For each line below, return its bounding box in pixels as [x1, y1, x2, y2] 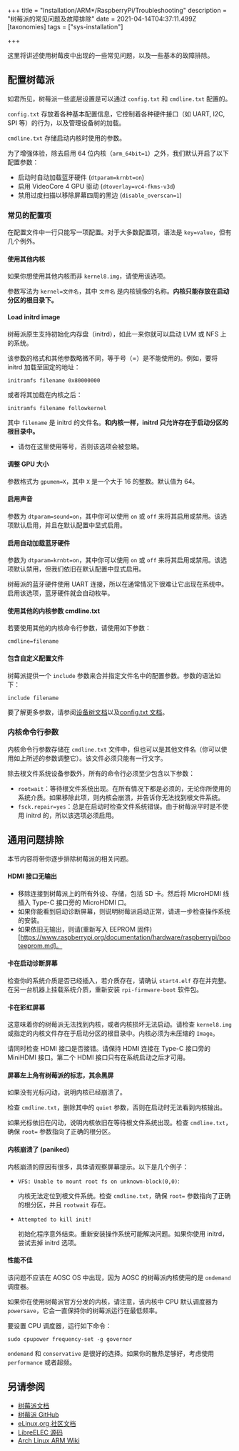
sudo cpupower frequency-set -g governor [7, 1335, 133, 1342]
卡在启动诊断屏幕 [7, 959, 58, 967]
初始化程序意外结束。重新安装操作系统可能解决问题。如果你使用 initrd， [17, 1229, 228, 1238]
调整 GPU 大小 [7, 460, 49, 469]
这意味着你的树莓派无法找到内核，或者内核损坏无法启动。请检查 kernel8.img [7, 1020, 232, 1029]
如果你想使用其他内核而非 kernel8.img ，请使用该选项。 [7, 271, 170, 281]
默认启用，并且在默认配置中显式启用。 [13, 521, 126, 529]
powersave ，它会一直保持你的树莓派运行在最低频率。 [7, 1306, 162, 1315]
